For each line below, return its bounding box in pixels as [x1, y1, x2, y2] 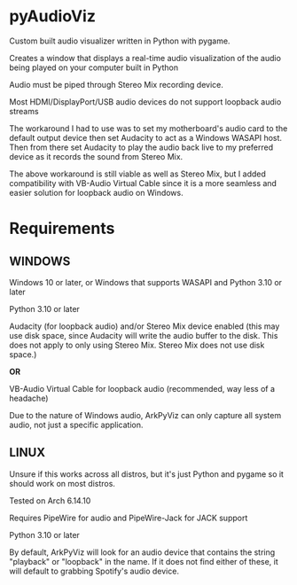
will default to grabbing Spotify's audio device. [9, 565, 180, 576]
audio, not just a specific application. [9, 419, 144, 430]
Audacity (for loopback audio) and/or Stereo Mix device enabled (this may [9, 321, 280, 331]
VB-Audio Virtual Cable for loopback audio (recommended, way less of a [9, 383, 276, 394]
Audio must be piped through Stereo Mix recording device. [9, 79, 223, 90]
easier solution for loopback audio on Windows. [9, 187, 184, 198]
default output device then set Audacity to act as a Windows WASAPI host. [9, 132, 282, 143]
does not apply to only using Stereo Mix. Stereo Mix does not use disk [9, 339, 265, 350]
